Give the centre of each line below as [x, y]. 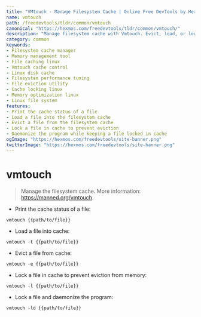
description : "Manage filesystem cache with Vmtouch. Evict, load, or [96, 34]
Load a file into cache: [42, 231]
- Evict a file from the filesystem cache [60, 123]
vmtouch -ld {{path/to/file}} [44, 308]
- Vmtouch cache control [37, 67]
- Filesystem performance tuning [48, 78]
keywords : [19, 45]
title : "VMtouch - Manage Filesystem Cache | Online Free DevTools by [96, 12]
